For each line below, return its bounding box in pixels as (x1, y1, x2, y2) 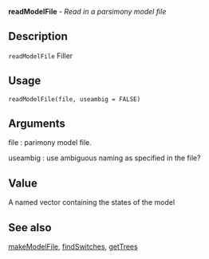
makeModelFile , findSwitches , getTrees (8, 242, 138, 252)
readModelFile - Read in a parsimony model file (8, 7, 167, 16)
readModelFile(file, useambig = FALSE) (8, 95, 141, 103)
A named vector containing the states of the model (8, 198, 175, 207)
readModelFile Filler (8, 51, 73, 61)
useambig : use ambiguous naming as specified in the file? (8, 153, 201, 163)
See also (8, 221, 52, 234)
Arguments (8, 117, 66, 131)
